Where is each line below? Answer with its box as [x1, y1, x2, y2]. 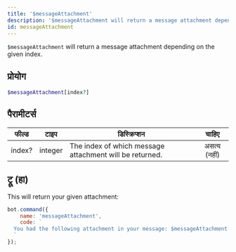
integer [39, 145, 63, 155]
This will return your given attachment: [7, 192, 119, 201]
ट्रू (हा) [7, 173, 29, 186]
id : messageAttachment [7, 23, 74, 30]
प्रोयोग [7, 70, 27, 82]
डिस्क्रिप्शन [117, 129, 145, 139]
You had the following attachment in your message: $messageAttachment [13, 225, 228, 232]
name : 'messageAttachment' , [20, 212, 102, 220]
